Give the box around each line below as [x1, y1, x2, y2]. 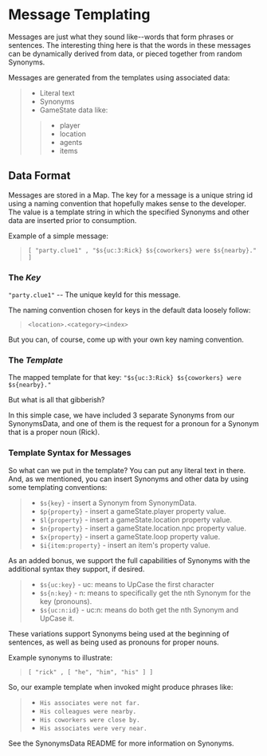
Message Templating [8, 6, 151, 24]
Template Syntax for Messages [8, 448, 132, 459]
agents [59, 137, 83, 147]
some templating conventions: [8, 482, 108, 492]
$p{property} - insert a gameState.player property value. [39, 506, 226, 515]
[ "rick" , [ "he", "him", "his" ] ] [27, 668, 154, 676]
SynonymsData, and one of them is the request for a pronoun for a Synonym [8, 419, 259, 429]
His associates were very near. [39, 724, 147, 732]
